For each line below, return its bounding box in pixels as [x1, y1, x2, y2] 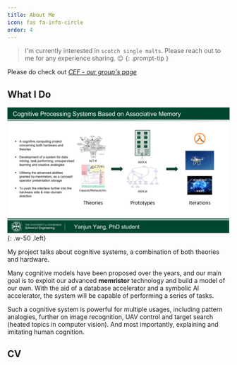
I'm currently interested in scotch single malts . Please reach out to [24, 47, 221, 55]
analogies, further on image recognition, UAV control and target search [7, 312, 214, 321]
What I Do [7, 88, 51, 100]
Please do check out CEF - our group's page [7, 68, 138, 76]
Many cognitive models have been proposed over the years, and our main [7, 269, 222, 277]
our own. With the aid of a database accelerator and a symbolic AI [7, 284, 200, 292]
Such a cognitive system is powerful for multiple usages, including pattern [7, 305, 223, 313]
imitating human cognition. [7, 328, 85, 336]
